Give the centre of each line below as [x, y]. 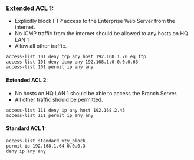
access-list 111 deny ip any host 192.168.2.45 [66, 110]
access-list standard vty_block [46, 141]
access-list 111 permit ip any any [50, 115]
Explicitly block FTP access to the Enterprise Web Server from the [95, 21]
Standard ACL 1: [26, 128]
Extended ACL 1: [30, 8]
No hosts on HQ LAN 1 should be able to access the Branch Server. [96, 93]
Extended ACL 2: [27, 80]
